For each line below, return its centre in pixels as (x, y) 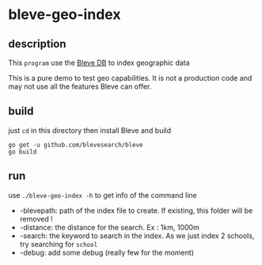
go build (23, 152)
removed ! (36, 218)
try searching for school (59, 244)
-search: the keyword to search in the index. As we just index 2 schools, (137, 236)
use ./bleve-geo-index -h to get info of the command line (103, 195)
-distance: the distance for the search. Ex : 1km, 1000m (109, 227)
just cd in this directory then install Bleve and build (90, 130)
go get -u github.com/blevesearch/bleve (76, 145)
